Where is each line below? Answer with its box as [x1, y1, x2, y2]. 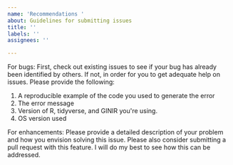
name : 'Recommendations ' [7, 10, 84, 18]
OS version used [17, 115, 67, 123]
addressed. [7, 151, 41, 159]
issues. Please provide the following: [7, 78, 115, 86]
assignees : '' [7, 37, 50, 44]
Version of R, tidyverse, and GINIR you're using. [17, 107, 158, 115]
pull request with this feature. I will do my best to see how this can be [7, 143, 211, 151]
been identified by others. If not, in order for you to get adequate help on [7, 70, 221, 79]
